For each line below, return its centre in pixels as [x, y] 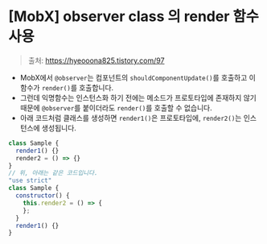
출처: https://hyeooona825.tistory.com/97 [96, 60]
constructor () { [43, 196]
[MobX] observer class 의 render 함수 [133, 17]
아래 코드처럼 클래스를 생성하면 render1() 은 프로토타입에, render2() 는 [131, 118]
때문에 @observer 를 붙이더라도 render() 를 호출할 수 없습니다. [116, 108]
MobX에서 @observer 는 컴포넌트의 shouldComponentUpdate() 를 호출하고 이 [138, 77]
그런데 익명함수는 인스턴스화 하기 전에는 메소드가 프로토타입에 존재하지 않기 [138, 97]
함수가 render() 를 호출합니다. [67, 87]
